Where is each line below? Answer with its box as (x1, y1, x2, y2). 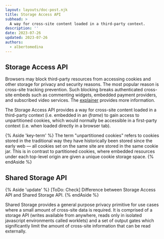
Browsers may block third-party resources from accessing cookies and (5, 76, 151, 82)
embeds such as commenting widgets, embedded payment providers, (13, 92, 158, 98)
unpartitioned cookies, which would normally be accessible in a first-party (5, 118, 158, 124)
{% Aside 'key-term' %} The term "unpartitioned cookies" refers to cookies (5, 133, 160, 139)
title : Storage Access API (5, 12, 61, 17)
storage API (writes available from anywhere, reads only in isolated (5, 213, 142, 219)
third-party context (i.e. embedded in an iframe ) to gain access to (5, 112, 140, 118)
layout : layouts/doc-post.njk (5, 7, 68, 12)
